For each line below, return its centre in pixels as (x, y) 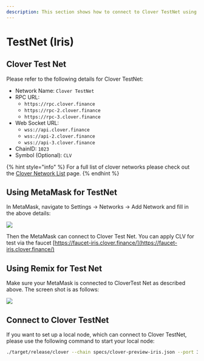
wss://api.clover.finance (57, 130)
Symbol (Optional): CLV (43, 155)
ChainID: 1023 (32, 149)
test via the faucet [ (31, 243)
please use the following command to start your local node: (80, 341)
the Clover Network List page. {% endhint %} (63, 173)
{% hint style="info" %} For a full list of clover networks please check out (98, 167)
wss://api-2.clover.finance (59, 136)
